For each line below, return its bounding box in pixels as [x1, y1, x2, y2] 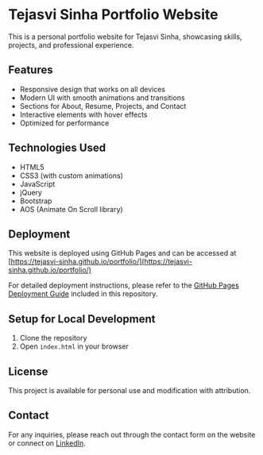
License [8, 364, 48, 378]
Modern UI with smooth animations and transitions [19, 93, 185, 102]
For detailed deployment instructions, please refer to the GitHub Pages [8, 280, 240, 291]
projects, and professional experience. [8, 40, 134, 49]
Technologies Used [8, 141, 106, 155]
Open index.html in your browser [19, 341, 130, 351]
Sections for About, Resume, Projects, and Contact [19, 101, 187, 110]
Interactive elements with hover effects [19, 110, 148, 119]
